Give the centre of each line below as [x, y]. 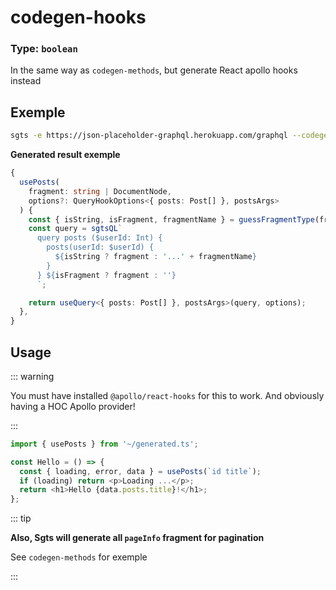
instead [26, 81]
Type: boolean [44, 49]
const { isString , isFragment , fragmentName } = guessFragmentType [171, 219]
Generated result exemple [65, 155]
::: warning [32, 376]
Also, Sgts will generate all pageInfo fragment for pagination [137, 538]
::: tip [21, 518]
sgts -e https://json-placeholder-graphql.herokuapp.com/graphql [149, 136]
